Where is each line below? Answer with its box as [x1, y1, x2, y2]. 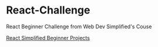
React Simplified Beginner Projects [6, 34, 90, 41]
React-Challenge [6, 4, 90, 17]
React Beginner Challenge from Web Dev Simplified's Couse [6, 23, 152, 30]
